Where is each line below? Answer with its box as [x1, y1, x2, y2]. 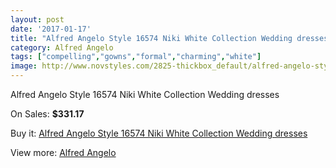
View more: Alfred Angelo [10, 147, 117, 158]
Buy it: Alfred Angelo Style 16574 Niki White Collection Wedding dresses [10, 127, 308, 139]
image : [10, 61, 38, 71]
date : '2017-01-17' [10, 24, 92, 34]
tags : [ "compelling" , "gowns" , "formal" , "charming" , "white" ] [10, 52, 262, 62]
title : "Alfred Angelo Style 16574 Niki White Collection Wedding [10, 33, 293, 43]
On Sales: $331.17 [10, 108, 85, 120]
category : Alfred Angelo [10, 42, 114, 53]
